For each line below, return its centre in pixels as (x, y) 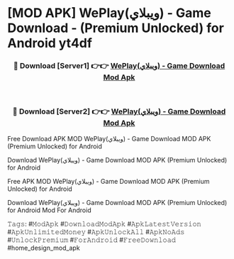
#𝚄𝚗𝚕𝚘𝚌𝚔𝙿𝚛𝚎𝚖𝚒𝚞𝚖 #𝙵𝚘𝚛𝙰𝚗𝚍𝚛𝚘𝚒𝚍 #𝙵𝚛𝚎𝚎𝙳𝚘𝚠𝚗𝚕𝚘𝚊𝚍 (91, 240)
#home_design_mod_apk (44, 248)
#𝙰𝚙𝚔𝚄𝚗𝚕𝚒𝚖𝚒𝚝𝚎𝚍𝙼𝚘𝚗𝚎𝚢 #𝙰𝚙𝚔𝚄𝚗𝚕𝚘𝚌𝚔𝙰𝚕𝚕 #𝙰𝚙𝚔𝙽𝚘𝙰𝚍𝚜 (96, 231)
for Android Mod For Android (49, 210)
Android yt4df (50, 43)
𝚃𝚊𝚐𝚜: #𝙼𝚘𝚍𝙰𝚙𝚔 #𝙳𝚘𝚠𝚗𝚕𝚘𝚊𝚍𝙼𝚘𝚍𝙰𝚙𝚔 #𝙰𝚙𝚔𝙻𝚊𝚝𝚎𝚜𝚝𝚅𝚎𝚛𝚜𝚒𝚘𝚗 (105, 224)
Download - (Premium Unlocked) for (116, 28)
